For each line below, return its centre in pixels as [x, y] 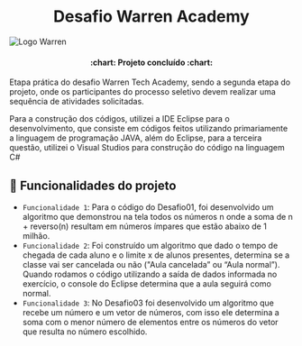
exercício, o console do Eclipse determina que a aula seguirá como [147, 283]
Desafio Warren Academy [151, 17]
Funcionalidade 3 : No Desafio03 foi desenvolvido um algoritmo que [148, 303]
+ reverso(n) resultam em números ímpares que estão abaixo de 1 [145, 226]
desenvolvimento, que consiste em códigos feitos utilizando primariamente [149, 129]
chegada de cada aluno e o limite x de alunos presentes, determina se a [156, 255]
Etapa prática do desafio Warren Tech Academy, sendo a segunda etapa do [150, 82]
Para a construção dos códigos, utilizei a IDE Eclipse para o [119, 119]
